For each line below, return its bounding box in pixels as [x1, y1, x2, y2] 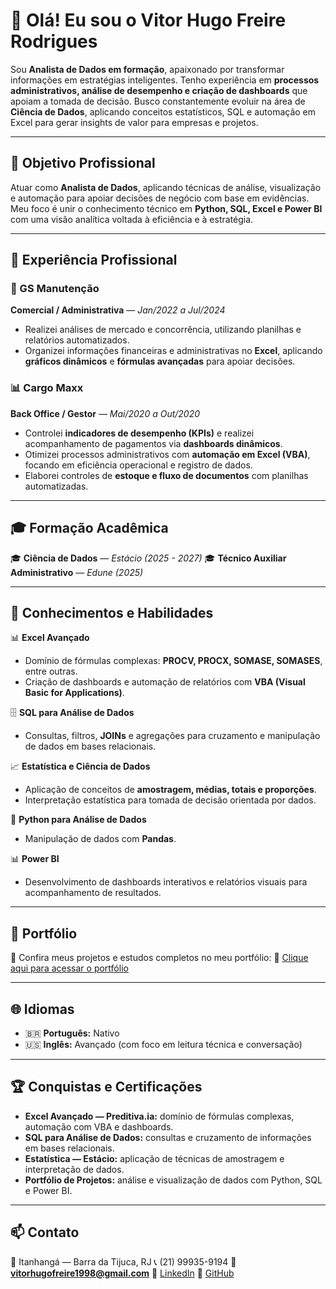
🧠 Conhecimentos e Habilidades [10, 604, 214, 621]
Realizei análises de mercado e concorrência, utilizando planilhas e [24, 324, 302, 336]
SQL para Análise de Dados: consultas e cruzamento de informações [24, 1131, 312, 1143]
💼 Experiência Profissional [10, 252, 178, 269]
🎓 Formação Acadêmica [10, 520, 169, 537]
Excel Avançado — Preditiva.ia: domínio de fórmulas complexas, [24, 1110, 295, 1122]
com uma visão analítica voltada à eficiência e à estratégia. [10, 213, 254, 225]
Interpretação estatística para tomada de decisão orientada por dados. [24, 794, 317, 806]
